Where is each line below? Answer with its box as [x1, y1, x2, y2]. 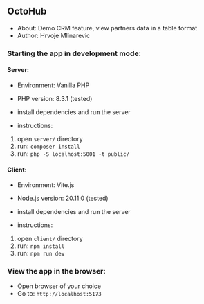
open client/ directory [17, 235, 83, 243]
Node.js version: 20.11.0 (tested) [17, 194, 109, 203]
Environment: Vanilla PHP [17, 81, 90, 89]
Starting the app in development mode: [7, 48, 142, 58]
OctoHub [7, 6, 47, 17]
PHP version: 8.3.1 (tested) [17, 94, 93, 102]
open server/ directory [17, 134, 83, 143]
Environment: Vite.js [17, 181, 75, 189]
